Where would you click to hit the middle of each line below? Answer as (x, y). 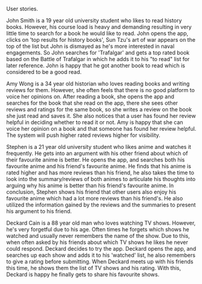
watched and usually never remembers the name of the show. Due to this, (98, 236)
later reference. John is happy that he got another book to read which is (96, 65)
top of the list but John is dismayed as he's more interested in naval (90, 46)
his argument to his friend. (39, 211)
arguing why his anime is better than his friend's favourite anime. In (90, 185)
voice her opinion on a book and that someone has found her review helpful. (101, 129)
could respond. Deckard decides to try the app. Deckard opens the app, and (101, 249)
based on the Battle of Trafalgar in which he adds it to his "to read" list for (98, 59)
